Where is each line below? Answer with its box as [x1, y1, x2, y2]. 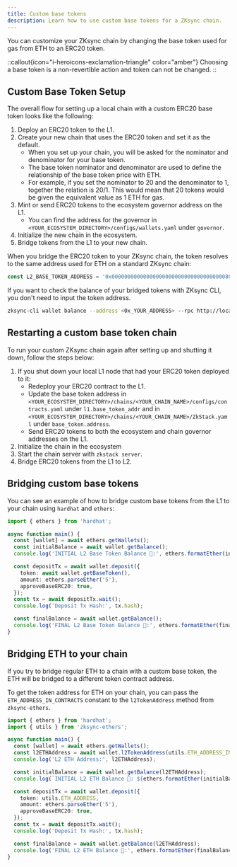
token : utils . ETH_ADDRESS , [20, 794, 99, 802]
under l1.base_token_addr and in [64, 404, 160, 413]
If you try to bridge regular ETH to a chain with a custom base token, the [7, 667, 217, 675]
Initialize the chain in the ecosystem [17, 442, 122, 450]
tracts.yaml [28, 406, 63, 413]
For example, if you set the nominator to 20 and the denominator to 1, [28, 178, 229, 187]
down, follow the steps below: [7, 353, 95, 362]
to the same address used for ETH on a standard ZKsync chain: [7, 260, 192, 268]
